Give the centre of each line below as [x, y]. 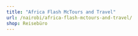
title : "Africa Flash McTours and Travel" [61, 12]
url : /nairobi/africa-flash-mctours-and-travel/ [69, 18]
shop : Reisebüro [27, 23]
